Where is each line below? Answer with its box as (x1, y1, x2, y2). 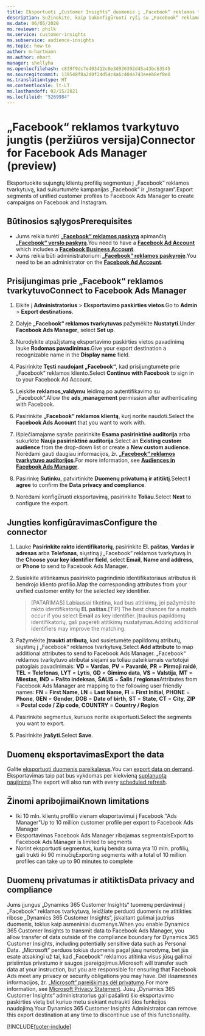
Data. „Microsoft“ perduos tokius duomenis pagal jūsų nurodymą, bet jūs (7, 946, 189, 954)
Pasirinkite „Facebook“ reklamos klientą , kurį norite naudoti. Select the (15, 413, 194, 420)
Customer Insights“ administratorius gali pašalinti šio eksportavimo (7, 992, 174, 999)
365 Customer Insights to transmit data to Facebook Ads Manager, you (7, 927, 184, 934)
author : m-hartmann (7, 49, 57, 55)
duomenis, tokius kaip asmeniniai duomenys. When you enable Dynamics (7, 920, 190, 928)
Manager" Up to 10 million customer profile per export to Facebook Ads (15, 818, 193, 826)
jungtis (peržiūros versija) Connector (7, 133, 195, 147)
